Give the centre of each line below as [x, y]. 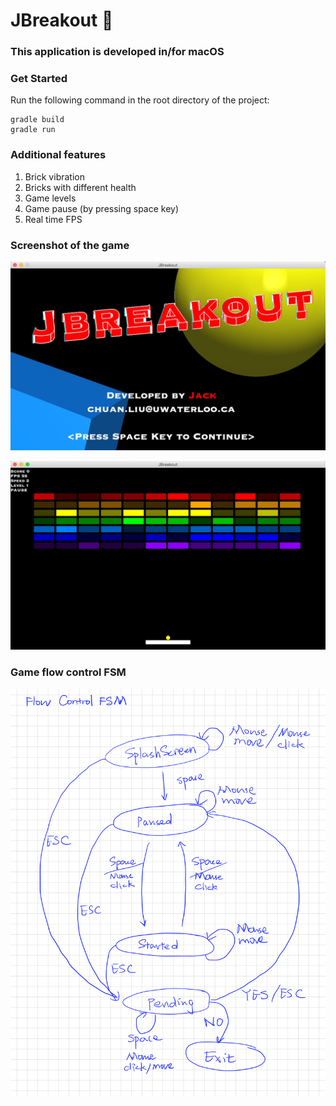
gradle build [37, 120]
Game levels [50, 198]
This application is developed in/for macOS [117, 52]
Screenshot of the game [70, 245]
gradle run [33, 130]
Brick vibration [54, 176]
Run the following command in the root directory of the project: [140, 100]
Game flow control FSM [68, 672]
